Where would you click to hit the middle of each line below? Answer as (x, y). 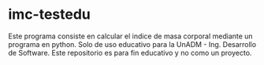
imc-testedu (49, 14)
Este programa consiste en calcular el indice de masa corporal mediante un (131, 36)
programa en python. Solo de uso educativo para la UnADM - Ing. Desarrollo (132, 44)
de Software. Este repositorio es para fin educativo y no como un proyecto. (130, 52)
